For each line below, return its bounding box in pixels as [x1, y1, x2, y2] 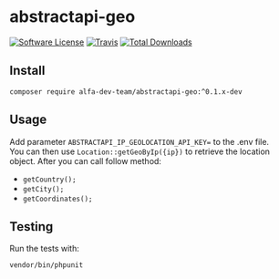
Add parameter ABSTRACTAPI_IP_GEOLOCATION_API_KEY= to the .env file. [9, 136, 270, 147]
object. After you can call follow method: [9, 155, 162, 166]
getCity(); [22, 184, 65, 193]
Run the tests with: [9, 243, 79, 254]
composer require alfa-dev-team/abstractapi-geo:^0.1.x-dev [9, 87, 243, 97]
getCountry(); [22, 175, 77, 184]
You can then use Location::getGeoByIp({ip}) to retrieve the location [9, 146, 271, 157]
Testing [9, 219, 54, 234]
